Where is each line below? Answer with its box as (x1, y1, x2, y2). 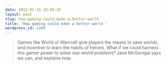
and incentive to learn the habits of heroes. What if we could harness (17, 45, 159, 51)
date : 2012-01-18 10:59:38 (5, 7, 61, 12)
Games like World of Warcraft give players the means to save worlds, (17, 39, 159, 45)
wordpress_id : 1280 (5, 26, 46, 31)
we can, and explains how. (17, 55, 72, 61)
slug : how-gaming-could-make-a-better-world (5, 16, 99, 21)
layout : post (5, 12, 32, 17)
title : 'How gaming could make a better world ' (5, 21, 108, 26)
